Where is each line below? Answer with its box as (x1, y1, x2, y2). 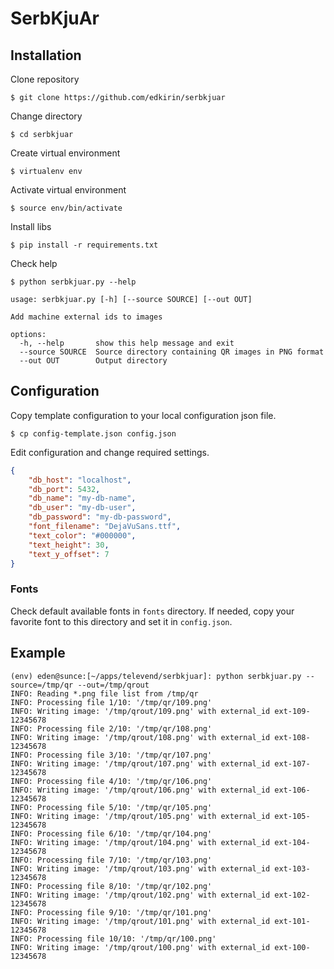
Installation (10, 47, 82, 64)
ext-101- (274, 916, 311, 926)
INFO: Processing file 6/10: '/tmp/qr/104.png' (10, 828, 213, 839)
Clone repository (10, 73, 80, 85)
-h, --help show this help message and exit (19, 338, 235, 348)
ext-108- (274, 732, 311, 742)
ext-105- (274, 811, 311, 821)
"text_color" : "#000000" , (28, 530, 137, 541)
